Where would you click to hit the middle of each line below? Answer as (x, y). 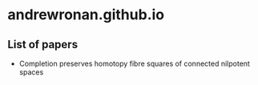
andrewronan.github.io (86, 15)
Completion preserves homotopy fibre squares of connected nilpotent (134, 63)
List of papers (42, 45)
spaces (31, 72)
